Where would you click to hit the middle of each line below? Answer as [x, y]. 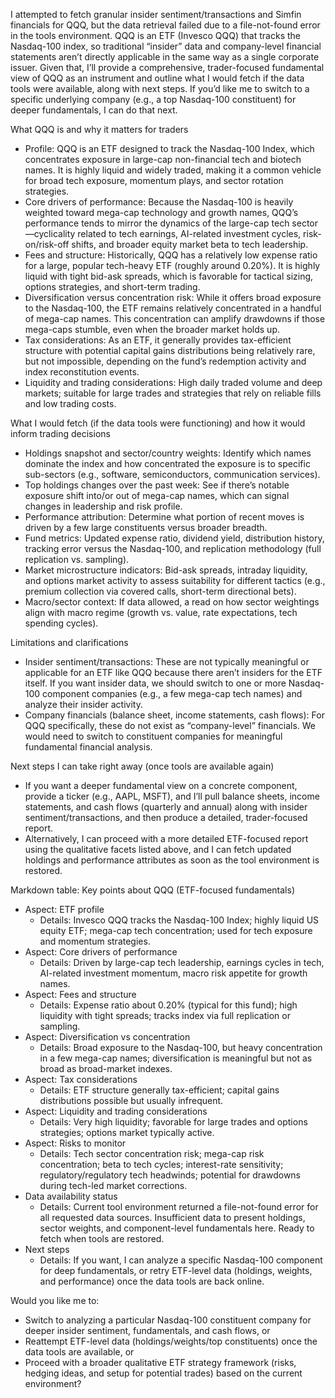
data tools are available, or [79, 1352]
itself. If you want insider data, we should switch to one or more [155, 683]
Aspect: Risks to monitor [75, 1143]
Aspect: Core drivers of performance [101, 952]
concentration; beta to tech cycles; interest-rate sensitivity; [161, 1164]
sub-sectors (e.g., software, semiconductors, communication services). [172, 474]
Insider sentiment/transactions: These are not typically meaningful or [167, 662]
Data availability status [71, 1196]
